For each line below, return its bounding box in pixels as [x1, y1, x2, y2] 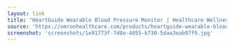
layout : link [7, 10, 45, 17]
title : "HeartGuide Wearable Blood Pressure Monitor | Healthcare [7, 17, 204, 23]
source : [7, 23, 30, 30]
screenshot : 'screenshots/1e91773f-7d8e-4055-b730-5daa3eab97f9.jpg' [7, 29, 214, 37]
